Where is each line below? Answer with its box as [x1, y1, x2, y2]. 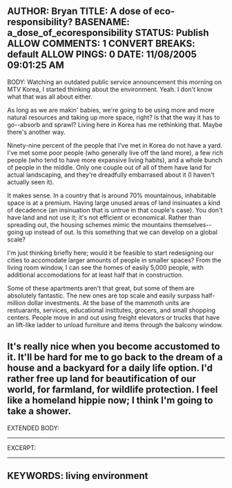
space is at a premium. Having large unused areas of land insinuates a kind [7, 198, 221, 206]
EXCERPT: [7, 443, 37, 451]
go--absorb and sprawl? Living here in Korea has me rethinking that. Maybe [7, 120, 223, 128]
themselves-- [173, 220, 212, 228]
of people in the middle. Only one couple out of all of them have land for [7, 163, 212, 171]
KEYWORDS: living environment [7, 470, 148, 482]
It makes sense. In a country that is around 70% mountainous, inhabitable [7, 191, 216, 199]
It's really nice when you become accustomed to [7, 341, 220, 353]
